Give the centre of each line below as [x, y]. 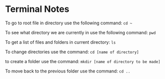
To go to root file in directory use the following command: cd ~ [69, 23]
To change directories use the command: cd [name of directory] [72, 52]
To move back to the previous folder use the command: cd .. [68, 71]
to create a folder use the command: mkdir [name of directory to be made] [83, 61]
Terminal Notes [37, 9]
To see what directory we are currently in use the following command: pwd [81, 32]
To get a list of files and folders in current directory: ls [60, 42]
